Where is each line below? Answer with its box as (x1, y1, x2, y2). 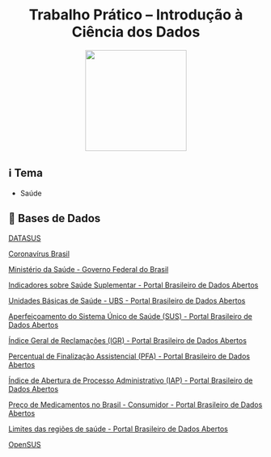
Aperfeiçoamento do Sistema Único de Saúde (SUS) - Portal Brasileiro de (8, 311, 252, 321)
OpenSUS (8, 439, 42, 449)
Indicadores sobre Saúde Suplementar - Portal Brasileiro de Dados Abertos (8, 280, 259, 290)
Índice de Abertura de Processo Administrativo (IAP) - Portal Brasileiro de (8, 375, 253, 385)
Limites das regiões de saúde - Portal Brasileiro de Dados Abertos (8, 424, 228, 434)
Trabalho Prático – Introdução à (28, 6, 243, 24)
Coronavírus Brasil (8, 249, 70, 258)
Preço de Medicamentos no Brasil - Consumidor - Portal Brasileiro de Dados (8, 400, 263, 409)
